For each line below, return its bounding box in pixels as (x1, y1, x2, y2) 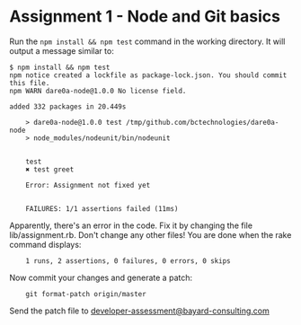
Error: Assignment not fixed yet (25, 180, 151, 189)
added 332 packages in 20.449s (9, 101, 127, 111)
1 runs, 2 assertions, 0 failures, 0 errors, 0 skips (25, 256, 231, 266)
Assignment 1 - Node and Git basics (9, 6, 281, 27)
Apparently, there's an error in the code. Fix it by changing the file (9, 220, 253, 231)
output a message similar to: (9, 45, 114, 56)
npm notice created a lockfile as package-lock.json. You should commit (9, 70, 288, 80)
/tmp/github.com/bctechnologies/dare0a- (125, 118, 279, 127)
